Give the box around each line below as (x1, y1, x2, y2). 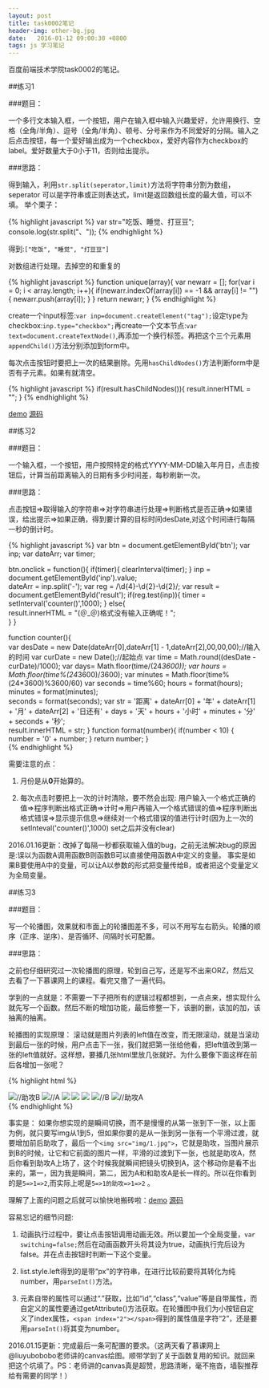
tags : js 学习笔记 (8, 42, 66, 50)
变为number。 (77, 1324, 124, 1333)
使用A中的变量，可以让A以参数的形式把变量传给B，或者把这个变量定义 (26, 860, 259, 871)
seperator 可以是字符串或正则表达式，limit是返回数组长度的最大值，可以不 (8, 190, 252, 200)
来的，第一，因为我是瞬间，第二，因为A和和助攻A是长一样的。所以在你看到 (8, 1168, 257, 1178)
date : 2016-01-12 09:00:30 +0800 (8, 34, 127, 43)
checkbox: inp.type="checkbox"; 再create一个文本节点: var (8, 321, 198, 331)
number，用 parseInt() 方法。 (19, 1276, 118, 1286)
